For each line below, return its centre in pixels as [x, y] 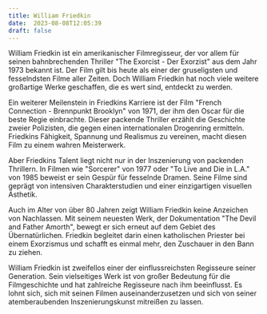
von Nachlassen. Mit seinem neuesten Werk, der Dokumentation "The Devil [132, 219]
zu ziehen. [25, 252]
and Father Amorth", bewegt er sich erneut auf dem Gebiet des [112, 227]
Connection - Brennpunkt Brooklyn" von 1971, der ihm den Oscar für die [126, 111]
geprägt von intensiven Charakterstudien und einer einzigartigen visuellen [130, 186]
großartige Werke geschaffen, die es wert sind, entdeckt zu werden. [121, 87]
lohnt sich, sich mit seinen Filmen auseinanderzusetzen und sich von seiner [133, 293]
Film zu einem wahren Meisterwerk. [67, 145]
